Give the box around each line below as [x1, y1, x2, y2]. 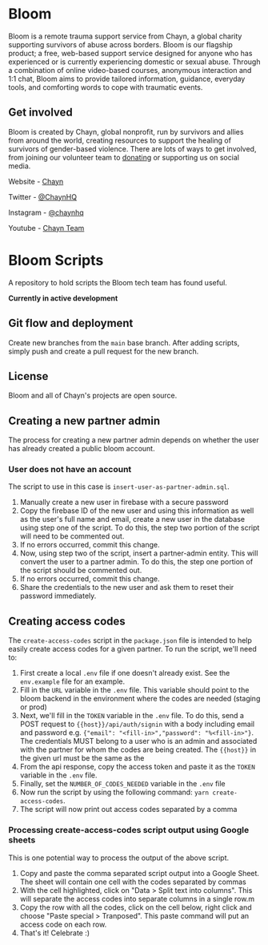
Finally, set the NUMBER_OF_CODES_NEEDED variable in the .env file [19, 779, 226, 789]
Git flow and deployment [8, 317, 134, 330]
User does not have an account [8, 464, 132, 475]
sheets [8, 834, 36, 846]
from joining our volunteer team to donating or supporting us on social [8, 152, 240, 162]
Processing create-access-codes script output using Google [8, 825, 250, 836]
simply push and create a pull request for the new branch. [8, 346, 199, 356]
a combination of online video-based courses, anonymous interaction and [8, 65, 252, 75]
